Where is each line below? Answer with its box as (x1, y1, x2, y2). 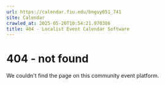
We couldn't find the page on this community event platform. (6, 72, 159, 80)
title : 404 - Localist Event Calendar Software (6, 25, 130, 32)
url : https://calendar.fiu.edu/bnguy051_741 (6, 8, 122, 15)
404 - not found (6, 52, 89, 66)
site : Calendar (6, 15, 45, 21)
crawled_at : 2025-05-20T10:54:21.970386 (6, 20, 111, 26)
